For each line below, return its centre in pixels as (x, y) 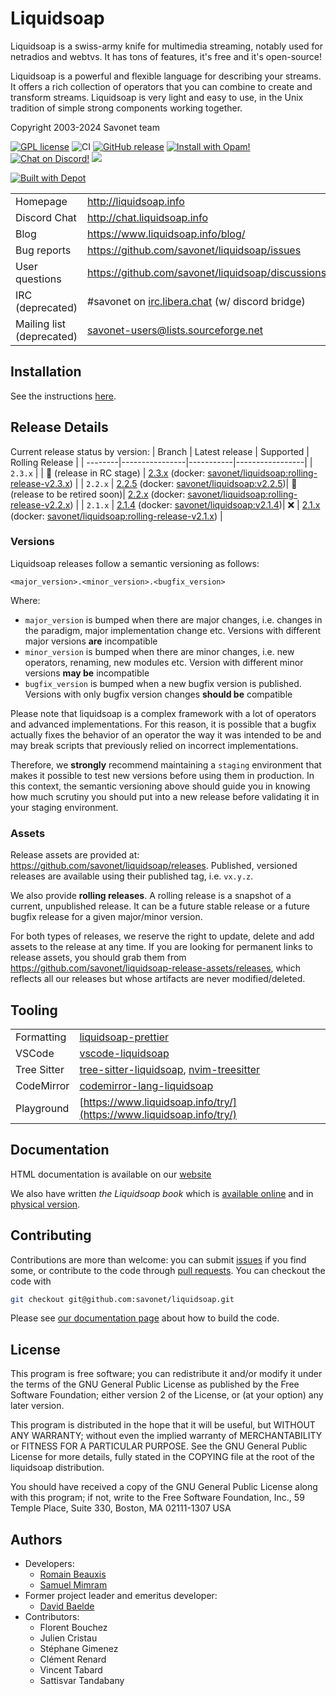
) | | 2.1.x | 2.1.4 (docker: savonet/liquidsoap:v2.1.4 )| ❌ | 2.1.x (195, 504)
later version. (37, 1406)
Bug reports (43, 250)
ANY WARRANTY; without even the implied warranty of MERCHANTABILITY (166, 1436)
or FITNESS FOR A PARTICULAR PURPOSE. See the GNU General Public (159, 1446)
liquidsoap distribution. (57, 1468)
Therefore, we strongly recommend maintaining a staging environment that (166, 764)
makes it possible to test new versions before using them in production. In (162, 775)
